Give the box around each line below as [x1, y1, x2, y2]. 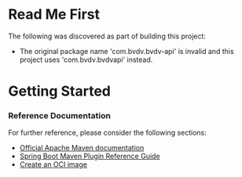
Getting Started [8, 82, 112, 100]
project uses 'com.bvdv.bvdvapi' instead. [19, 55, 153, 64]
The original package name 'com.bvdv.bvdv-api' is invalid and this [19, 46, 234, 56]
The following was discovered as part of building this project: [8, 31, 207, 41]
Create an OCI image [19, 160, 88, 169]
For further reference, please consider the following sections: [8, 128, 207, 138]
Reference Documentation [8, 110, 112, 121]
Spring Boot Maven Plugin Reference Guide [19, 151, 160, 161]
